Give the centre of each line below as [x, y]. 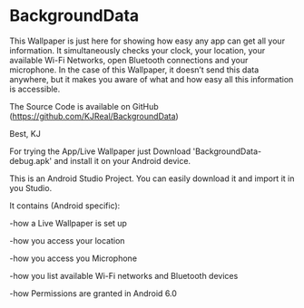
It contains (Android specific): [65, 206]
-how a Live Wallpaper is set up [68, 223]
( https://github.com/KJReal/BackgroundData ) [94, 116]
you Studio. [31, 188]
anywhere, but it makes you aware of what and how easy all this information [152, 79]
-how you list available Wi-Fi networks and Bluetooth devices [124, 275]
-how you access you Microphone [74, 258]
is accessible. [35, 89]
